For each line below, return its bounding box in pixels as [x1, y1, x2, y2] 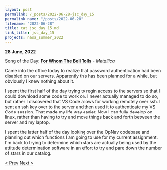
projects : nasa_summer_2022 [5, 35, 64, 40]
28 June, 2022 [5, 48, 36, 55]
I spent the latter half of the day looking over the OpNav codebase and [5, 129, 150, 135]
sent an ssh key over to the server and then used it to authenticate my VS [5, 104, 156, 110]
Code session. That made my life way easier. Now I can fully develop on [5, 109, 153, 114]
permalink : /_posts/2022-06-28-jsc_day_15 [5, 12, 94, 17]
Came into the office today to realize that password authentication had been [5, 67, 161, 73]
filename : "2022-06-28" [5, 21, 55, 26]
